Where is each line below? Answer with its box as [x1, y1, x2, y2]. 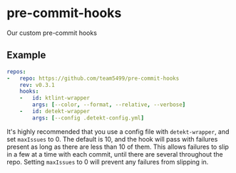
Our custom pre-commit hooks [6, 28, 98, 37]
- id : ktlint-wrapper [19, 95, 91, 102]
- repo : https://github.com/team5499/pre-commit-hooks [6, 75, 180, 82]
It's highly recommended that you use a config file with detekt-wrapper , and [6, 127, 230, 136]
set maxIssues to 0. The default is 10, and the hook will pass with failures [6, 135, 218, 143]
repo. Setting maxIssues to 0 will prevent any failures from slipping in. [6, 157, 209, 166]
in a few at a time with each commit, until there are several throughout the [6, 150, 224, 158]
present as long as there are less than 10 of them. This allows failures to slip [6, 142, 230, 151]
